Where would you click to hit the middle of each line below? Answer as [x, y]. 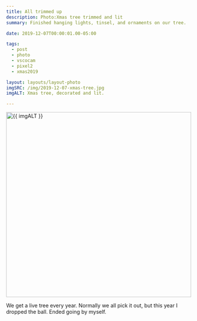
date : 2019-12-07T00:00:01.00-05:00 [51, 33]
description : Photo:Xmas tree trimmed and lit [64, 17]
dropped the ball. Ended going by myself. [56, 312]
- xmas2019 [25, 72]
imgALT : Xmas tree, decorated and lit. [55, 93]
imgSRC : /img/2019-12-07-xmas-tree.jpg [55, 88]
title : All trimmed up [34, 12]
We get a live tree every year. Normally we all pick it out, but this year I [92, 306]
